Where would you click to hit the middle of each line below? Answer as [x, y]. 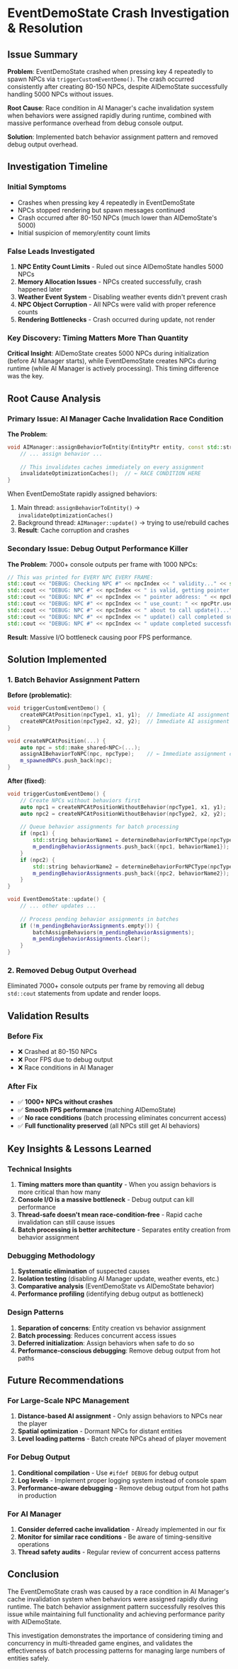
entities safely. [28, 1658]
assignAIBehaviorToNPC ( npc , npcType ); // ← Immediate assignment [123, 754]
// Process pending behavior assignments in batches [100, 919]
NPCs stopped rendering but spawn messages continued [101, 210]
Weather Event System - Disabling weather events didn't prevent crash [123, 297]
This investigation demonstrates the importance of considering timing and [115, 1635]
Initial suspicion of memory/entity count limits [84, 233]
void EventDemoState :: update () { [57, 900]
